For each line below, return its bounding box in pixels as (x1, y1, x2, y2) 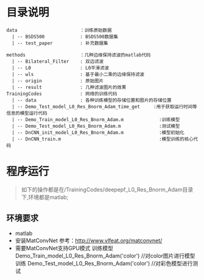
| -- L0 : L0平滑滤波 (12, 65, 110, 71)
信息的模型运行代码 (6, 110, 47, 116)
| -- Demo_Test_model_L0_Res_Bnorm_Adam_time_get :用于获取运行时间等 (12, 103, 197, 110)
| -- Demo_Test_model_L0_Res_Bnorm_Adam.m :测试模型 (12, 123, 180, 129)
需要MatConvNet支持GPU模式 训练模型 (15, 244, 114, 251)
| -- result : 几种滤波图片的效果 (12, 84, 127, 90)
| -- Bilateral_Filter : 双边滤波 (12, 58, 104, 65)
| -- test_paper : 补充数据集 (12, 40, 108, 46)
